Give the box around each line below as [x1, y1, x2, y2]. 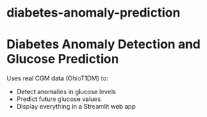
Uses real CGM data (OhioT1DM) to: [6, 74, 109, 82]
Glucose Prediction [6, 51, 119, 67]
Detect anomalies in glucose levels [16, 88, 116, 96]
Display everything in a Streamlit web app [16, 102, 136, 111]
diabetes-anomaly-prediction [6, 5, 181, 21]
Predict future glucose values [16, 95, 101, 103]
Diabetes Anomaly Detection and [6, 37, 201, 53]
